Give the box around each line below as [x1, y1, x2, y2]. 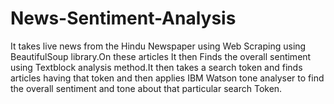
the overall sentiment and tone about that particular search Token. [10, 82, 283, 94]
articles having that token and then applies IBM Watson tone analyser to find [10, 72, 325, 84]
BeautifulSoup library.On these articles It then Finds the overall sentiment [10, 50, 312, 62]
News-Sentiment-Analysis [10, 7, 237, 30]
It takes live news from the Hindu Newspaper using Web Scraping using [10, 40, 307, 52]
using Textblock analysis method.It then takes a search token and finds [10, 61, 303, 73]
